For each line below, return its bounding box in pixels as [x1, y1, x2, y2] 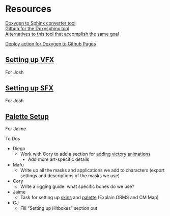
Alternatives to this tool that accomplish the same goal [5, 31, 120, 37]
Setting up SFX [5, 84, 54, 92]
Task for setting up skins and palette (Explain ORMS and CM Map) [20, 195, 159, 201]
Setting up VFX [5, 56, 54, 64]
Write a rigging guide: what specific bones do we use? [20, 183, 135, 189]
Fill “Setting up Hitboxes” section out [20, 205, 98, 211]
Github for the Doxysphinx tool [5, 25, 70, 31]
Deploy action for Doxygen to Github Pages [5, 40, 96, 46]
